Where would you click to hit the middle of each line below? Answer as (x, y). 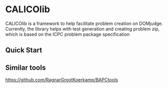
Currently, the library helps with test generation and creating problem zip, (82, 28)
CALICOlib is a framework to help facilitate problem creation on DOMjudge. (84, 23)
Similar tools (26, 67)
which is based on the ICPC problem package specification (68, 34)
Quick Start (24, 50)
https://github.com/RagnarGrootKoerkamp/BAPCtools (62, 80)
